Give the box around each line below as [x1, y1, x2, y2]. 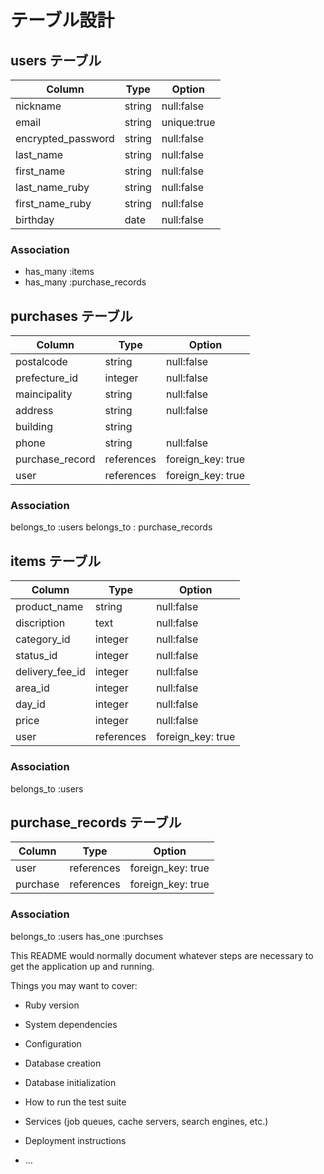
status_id [15, 649, 58, 663]
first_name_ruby [15, 197, 92, 210]
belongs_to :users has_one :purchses [10, 930, 164, 942]
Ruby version [24, 999, 80, 1011]
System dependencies [24, 1018, 118, 1030]
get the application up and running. [10, 960, 155, 972]
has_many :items [24, 266, 95, 278]
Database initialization [24, 1076, 117, 1088]
